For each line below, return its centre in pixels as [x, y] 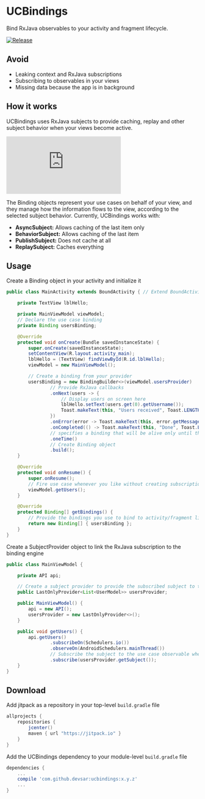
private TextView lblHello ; [53, 303]
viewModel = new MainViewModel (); [72, 365]
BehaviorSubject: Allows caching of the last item [77, 233]
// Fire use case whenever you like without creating [98, 484]
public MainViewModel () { [50, 604]
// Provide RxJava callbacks [87, 387]
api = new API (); [50, 609]
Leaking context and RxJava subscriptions [68, 74]
